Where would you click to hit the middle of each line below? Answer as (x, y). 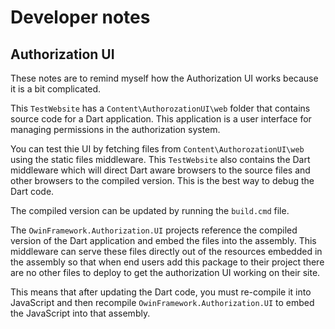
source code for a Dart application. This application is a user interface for (161, 119)
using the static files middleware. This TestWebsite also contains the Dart (160, 159)
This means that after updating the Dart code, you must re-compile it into (161, 292)
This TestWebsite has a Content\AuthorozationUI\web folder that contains (160, 108)
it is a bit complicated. (56, 89)
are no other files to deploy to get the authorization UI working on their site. (165, 272)
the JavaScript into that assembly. (80, 313)
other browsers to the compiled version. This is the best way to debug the (162, 180)
